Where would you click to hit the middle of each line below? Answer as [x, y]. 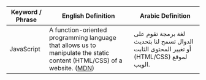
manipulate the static [79, 53]
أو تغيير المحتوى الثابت [162, 49]
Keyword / [26, 12]
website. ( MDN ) [72, 68]
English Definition [89, 16]
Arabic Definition [166, 16]
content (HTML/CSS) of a [86, 60]
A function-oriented [78, 30]
